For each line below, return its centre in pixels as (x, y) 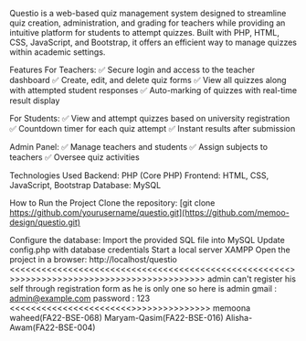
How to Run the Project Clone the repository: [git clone (112, 203)
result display (35, 101)
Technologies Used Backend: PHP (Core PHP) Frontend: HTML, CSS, (139, 176)
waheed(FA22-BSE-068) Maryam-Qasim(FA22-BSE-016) (116, 318)
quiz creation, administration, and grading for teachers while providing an (148, 23)
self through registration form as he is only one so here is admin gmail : (143, 288)
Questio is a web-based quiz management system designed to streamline (148, 13)
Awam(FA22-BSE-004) (53, 327)
